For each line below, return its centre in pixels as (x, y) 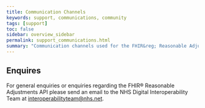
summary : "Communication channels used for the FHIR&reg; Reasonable (97, 46)
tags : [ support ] (27, 23)
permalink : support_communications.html (59, 40)
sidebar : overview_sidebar (41, 35)
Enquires (24, 71)
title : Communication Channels (46, 12)
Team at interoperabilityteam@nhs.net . (55, 98)
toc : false (20, 29)
